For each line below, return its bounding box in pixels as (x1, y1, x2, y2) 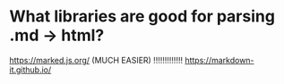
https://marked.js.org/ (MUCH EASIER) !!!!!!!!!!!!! (9, 55, 184, 65)
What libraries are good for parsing (9, 6, 276, 27)
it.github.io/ (9, 64, 52, 75)
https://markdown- (185, 55, 254, 65)
